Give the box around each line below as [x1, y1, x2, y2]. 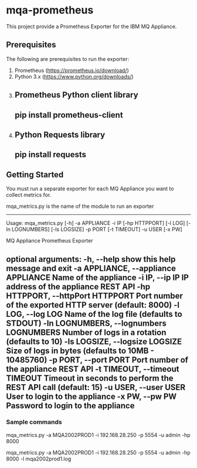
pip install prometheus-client [14, 110, 123, 120]
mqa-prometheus [6, 4, 94, 17]
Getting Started [6, 169, 64, 179]
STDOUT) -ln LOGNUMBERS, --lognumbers [6, 318, 167, 328]
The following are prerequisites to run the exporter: [6, 55, 130, 62]
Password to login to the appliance [6, 401, 135, 411]
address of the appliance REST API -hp [6, 282, 151, 292]
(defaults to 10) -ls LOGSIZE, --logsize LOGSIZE [6, 336, 182, 346]
